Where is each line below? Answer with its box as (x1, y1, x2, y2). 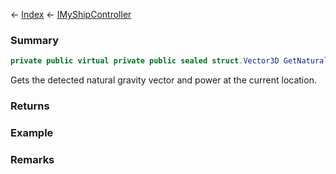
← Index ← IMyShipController (10, 9, 132, 20)
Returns (10, 99, 50, 113)
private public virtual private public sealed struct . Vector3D (10, 56, 280, 66)
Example (10, 126, 54, 140)
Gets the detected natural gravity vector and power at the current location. (10, 74, 317, 86)
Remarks (10, 152, 55, 166)
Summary (10, 33, 60, 47)
